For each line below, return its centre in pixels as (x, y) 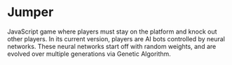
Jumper (30, 12)
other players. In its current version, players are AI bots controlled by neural (116, 38)
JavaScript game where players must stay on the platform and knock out (112, 31)
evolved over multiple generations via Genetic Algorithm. (89, 54)
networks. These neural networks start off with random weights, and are (112, 46)
